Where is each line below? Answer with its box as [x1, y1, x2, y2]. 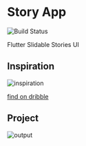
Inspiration [7, 60, 55, 73]
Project [7, 112, 39, 125]
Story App [7, 4, 67, 20]
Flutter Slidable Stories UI [7, 40, 79, 48]
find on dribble [7, 92, 50, 100]
